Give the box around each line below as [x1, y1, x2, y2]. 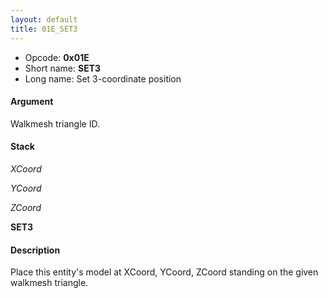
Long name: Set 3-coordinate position [24, 72, 182, 85]
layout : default [10, 14, 78, 25]
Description [10, 244, 61, 256]
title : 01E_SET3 [10, 24, 78, 34]
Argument [10, 96, 54, 108]
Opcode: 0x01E [24, 51, 90, 63]
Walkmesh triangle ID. [10, 117, 100, 130]
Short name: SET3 [24, 62, 102, 74]
